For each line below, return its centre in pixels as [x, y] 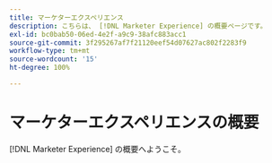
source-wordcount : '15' [54, 59]
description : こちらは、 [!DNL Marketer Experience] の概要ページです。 [138, 26]
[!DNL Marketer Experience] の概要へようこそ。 [98, 149]
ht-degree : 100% [39, 68]
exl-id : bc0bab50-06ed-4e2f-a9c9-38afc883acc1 [98, 34]
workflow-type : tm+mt [50, 51]
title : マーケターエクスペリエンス [66, 17]
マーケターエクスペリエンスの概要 [134, 123]
